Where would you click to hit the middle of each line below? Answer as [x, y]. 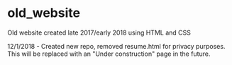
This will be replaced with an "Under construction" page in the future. [109, 54]
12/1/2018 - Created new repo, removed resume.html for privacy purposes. [116, 46]
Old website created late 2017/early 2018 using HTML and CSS [99, 32]
